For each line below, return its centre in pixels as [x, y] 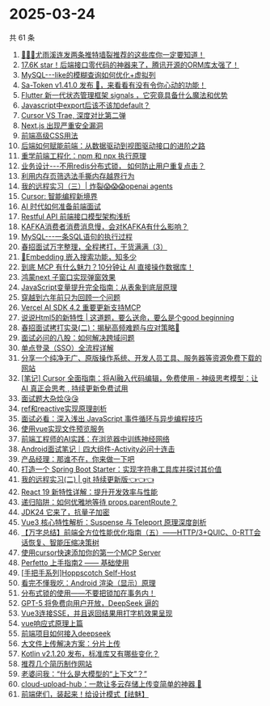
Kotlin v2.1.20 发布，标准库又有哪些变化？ [90, 653]
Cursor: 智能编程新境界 [59, 196]
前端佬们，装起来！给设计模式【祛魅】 [84, 694]
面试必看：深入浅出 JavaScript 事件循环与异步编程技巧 [112, 418]
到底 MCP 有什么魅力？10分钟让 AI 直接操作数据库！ [108, 267]
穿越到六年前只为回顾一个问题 [70, 297]
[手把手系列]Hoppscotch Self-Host [78, 573]
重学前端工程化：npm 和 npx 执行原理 [83, 155]
